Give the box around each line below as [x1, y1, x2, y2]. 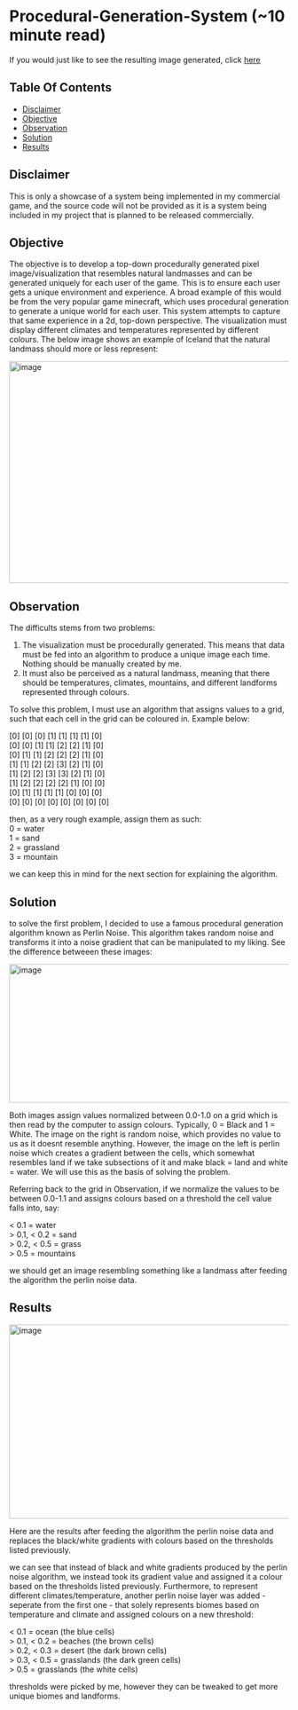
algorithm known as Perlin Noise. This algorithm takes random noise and [9, 927, 274, 938]
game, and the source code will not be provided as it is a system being [9, 200, 268, 210]
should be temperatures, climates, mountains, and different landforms [21, 677, 278, 689]
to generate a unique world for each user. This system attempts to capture [9, 306, 281, 317]
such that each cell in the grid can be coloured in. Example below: [9, 713, 250, 724]
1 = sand [9, 832, 40, 844]
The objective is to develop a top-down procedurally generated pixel [9, 259, 260, 270]
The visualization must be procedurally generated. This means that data [21, 640, 286, 650]
